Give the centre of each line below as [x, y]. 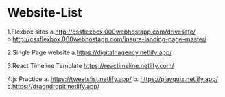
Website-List [45, 13]
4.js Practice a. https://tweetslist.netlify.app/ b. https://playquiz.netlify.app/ [113, 79]
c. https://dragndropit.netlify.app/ [54, 86]
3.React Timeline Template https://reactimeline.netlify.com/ [91, 65]
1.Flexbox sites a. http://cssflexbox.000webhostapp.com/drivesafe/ [101, 32]
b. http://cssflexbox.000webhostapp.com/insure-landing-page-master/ [107, 39]
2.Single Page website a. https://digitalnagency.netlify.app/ [90, 52]
